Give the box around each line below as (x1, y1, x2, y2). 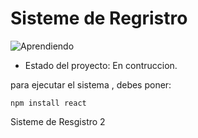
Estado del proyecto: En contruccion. (24, 59, 178, 71)
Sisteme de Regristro (10, 7, 188, 30)
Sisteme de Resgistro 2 (10, 115, 106, 127)
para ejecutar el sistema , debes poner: (10, 78, 172, 91)
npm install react (10, 98, 87, 108)
